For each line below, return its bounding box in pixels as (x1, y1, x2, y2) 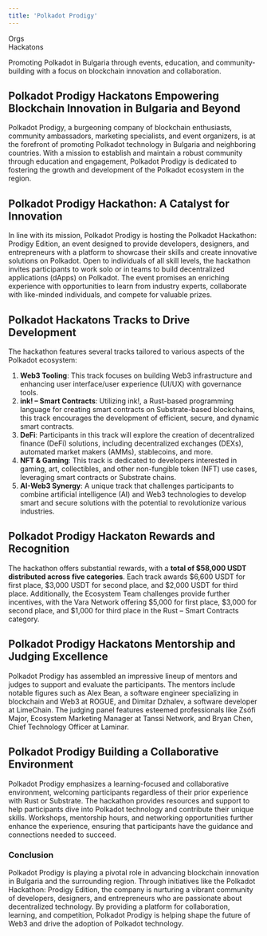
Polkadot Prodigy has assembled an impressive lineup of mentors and (8, 671, 238, 680)
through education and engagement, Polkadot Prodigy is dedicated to (8, 157, 238, 166)
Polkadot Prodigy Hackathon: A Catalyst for (8, 196, 230, 210)
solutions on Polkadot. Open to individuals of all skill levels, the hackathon (8, 256, 251, 266)
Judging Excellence (8, 650, 109, 664)
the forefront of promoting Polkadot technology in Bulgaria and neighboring (8, 140, 257, 149)
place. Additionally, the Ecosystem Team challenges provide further (8, 589, 230, 598)
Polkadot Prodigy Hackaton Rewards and (8, 529, 215, 543)
